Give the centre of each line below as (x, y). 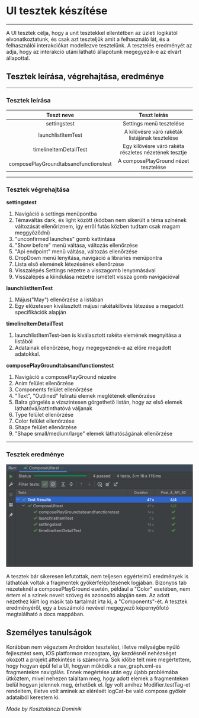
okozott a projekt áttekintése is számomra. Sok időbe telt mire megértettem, (99, 659)
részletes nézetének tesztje (153, 153)
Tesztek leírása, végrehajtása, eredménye (85, 77)
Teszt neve (60, 115)
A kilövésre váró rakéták (153, 132)
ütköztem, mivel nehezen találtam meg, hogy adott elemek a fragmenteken (97, 678)
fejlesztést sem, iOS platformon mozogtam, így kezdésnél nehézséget (91, 653)
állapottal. (18, 58)
